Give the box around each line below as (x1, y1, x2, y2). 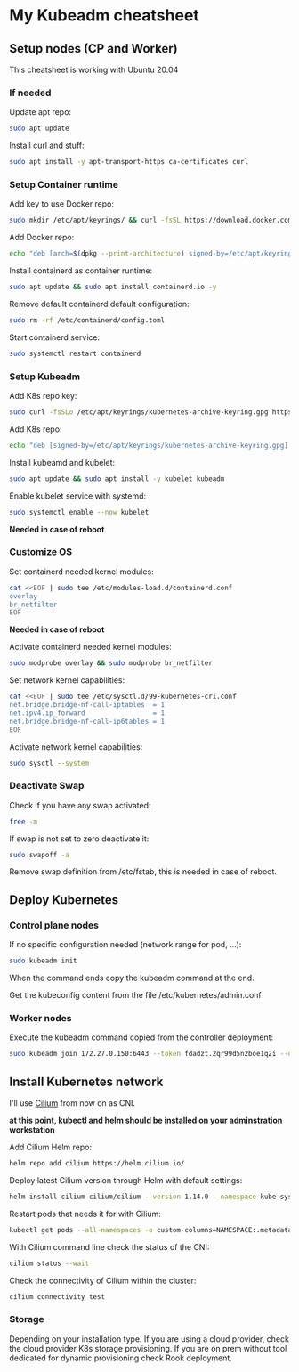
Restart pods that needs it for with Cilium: (9, 1208, 162, 1219)
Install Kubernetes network (9, 1074, 164, 1089)
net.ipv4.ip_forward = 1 (9, 709, 166, 718)
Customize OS (9, 546, 73, 558)
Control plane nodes (9, 919, 100, 931)
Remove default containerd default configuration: (9, 298, 190, 309)
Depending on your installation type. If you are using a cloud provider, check (9, 1333, 289, 1344)
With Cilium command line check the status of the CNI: (9, 1241, 210, 1252)
